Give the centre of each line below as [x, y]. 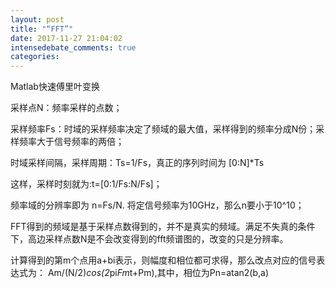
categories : [35, 57]
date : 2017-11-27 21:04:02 [66, 38]
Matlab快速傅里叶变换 [55, 87]
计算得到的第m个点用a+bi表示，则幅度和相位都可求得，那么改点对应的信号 [163, 260]
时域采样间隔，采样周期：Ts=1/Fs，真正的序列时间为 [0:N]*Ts [137, 163]
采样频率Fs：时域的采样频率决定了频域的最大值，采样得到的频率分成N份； [163, 129]
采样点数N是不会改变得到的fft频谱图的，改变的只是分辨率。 [166, 239]
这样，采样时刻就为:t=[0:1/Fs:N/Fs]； [86, 184]
